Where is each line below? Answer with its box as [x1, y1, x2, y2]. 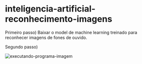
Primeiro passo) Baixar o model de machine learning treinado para [5, 29, 137, 35]
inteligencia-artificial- [5, 3, 96, 14]
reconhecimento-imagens [5, 13, 112, 25]
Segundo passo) [5, 44, 38, 50]
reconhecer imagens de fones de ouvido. [5, 35, 87, 40]
